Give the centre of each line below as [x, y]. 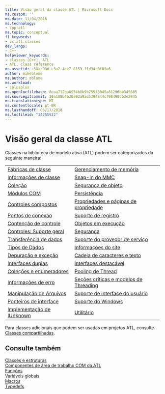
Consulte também [33, 349]
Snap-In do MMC [95, 177]
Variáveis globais [22, 376]
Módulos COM [24, 193]
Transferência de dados [35, 239]
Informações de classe [34, 177]
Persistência [89, 193]
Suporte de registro [97, 215]
